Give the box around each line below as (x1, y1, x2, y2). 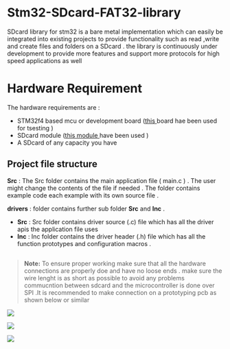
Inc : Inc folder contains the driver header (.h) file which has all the (16, 232, 206, 241)
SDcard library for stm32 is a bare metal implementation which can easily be (7, 27, 223, 36)
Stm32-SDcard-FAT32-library (7, 5, 181, 21)
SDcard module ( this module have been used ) (16, 131, 149, 139)
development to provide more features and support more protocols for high (7, 49, 220, 58)
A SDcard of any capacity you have (16, 139, 117, 147)
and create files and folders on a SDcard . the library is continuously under (7, 42, 218, 50)
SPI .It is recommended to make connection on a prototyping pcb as (23, 289, 217, 297)
